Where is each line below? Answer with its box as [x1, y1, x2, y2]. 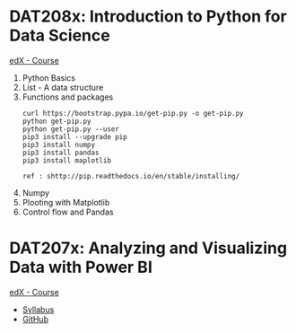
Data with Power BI [9, 258, 152, 277]
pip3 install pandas [22, 148, 100, 157]
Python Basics [22, 72, 76, 83]
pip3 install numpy [22, 140, 96, 149]
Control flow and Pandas [22, 206, 114, 217]
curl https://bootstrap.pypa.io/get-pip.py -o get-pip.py [22, 109, 244, 118]
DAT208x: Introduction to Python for [9, 6, 287, 27]
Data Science [9, 25, 110, 46]
